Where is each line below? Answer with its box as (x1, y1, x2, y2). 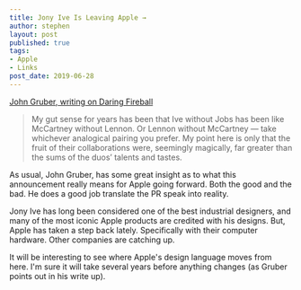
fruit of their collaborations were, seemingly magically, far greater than (31, 142, 293, 153)
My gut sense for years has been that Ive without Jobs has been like (31, 113, 285, 124)
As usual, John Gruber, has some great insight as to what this (9, 169, 236, 180)
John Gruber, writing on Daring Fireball (9, 96, 154, 107)
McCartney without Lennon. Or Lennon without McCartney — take (31, 123, 277, 134)
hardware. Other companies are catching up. (9, 234, 175, 245)
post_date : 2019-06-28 (9, 72, 94, 81)
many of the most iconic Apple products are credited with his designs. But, (9, 215, 286, 225)
